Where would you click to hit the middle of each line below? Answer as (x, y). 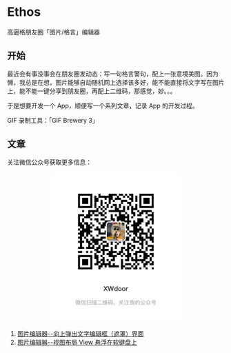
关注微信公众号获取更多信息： (49, 162)
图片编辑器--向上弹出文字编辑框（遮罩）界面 (80, 334)
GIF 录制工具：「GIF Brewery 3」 (53, 120)
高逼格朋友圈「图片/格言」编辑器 (54, 32)
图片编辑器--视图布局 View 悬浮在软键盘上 (77, 343)
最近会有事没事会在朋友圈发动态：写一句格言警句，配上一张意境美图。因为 (113, 74)
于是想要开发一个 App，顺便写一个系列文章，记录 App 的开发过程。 (103, 105)
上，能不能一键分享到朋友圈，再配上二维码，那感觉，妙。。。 (92, 91)
